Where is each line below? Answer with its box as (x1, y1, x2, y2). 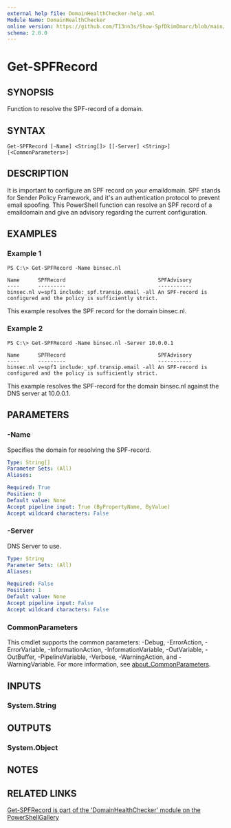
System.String (7, 701, 57, 711)
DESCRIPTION (7, 168, 69, 179)
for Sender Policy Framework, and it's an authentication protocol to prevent (7, 193, 220, 201)
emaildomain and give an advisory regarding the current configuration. (7, 208, 208, 216)
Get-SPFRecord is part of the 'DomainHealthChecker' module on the (7, 805, 201, 814)
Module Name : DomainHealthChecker (7, 17, 107, 23)
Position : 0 (7, 491, 41, 497)
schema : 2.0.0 (7, 29, 48, 37)
